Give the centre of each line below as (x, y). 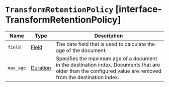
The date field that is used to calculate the (105, 44)
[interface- (139, 9)
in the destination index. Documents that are (108, 64)
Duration (41, 67)
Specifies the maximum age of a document (107, 58)
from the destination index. (88, 77)
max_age (17, 68)
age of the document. (81, 50)
